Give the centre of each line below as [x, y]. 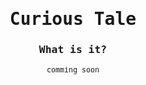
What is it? [73, 50]
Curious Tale [73, 19]
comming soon [73, 70]
